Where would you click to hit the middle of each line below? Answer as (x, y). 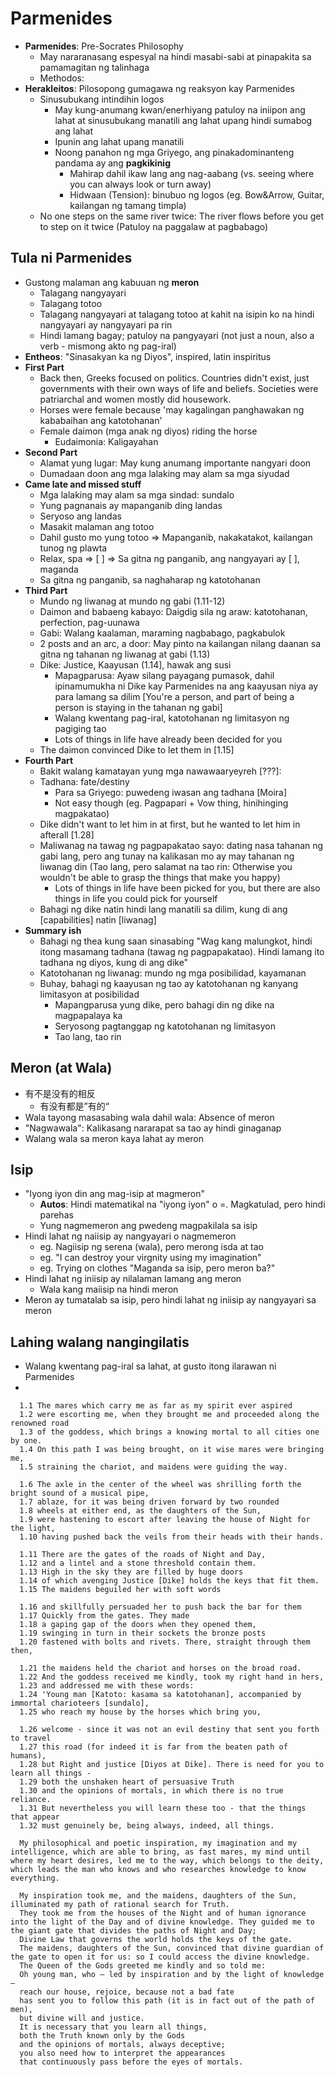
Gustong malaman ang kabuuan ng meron (112, 282)
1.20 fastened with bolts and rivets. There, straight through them (165, 1642)
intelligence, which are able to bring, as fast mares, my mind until (160, 1852)
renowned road (40, 1423)
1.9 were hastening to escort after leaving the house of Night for (165, 1520)
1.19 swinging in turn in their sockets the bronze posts (143, 1633)
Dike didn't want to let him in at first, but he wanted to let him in (170, 824)
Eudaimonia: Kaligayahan (106, 441)
